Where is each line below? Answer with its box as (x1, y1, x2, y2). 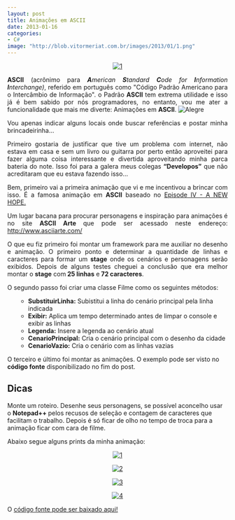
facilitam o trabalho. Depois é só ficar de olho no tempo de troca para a (7, 416, 213, 424)
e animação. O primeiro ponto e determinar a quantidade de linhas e (7, 248, 228, 255)
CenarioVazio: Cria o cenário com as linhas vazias (27, 342, 174, 350)
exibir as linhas (27, 319, 71, 328)
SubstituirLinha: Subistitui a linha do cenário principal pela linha (27, 297, 213, 305)
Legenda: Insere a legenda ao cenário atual (27, 327, 154, 335)
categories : (7, 29, 42, 37)
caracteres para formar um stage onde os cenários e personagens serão (7, 255, 228, 263)
